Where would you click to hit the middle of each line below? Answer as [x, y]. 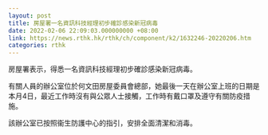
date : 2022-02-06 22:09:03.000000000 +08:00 [83, 30]
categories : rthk [37, 46]
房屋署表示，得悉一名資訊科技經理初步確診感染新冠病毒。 [102, 69]
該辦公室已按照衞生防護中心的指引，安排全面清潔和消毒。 [102, 123]
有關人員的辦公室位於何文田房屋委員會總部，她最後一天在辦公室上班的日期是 [134, 86]
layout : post [30, 16]
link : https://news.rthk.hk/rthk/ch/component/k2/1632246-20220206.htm [130, 38]
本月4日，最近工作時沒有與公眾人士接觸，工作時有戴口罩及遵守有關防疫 [126, 96]
